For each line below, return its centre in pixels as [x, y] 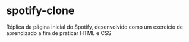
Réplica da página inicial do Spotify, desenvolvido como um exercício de [94, 27]
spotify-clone [40, 11]
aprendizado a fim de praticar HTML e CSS [59, 33]
